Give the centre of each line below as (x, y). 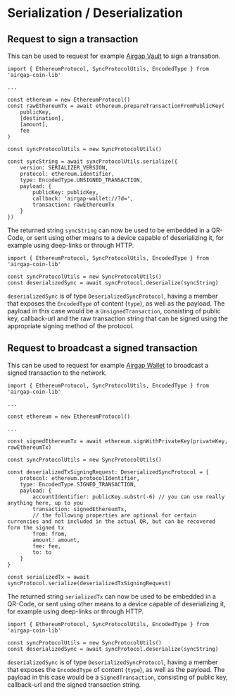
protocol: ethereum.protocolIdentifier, (80, 478)
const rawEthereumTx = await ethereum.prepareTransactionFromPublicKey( (116, 106)
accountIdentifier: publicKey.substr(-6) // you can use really (129, 497)
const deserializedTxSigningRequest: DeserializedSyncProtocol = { (108, 472)
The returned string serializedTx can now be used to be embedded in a (112, 596)
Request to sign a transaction (73, 39)
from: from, (50, 534)
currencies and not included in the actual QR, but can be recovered (112, 521)
